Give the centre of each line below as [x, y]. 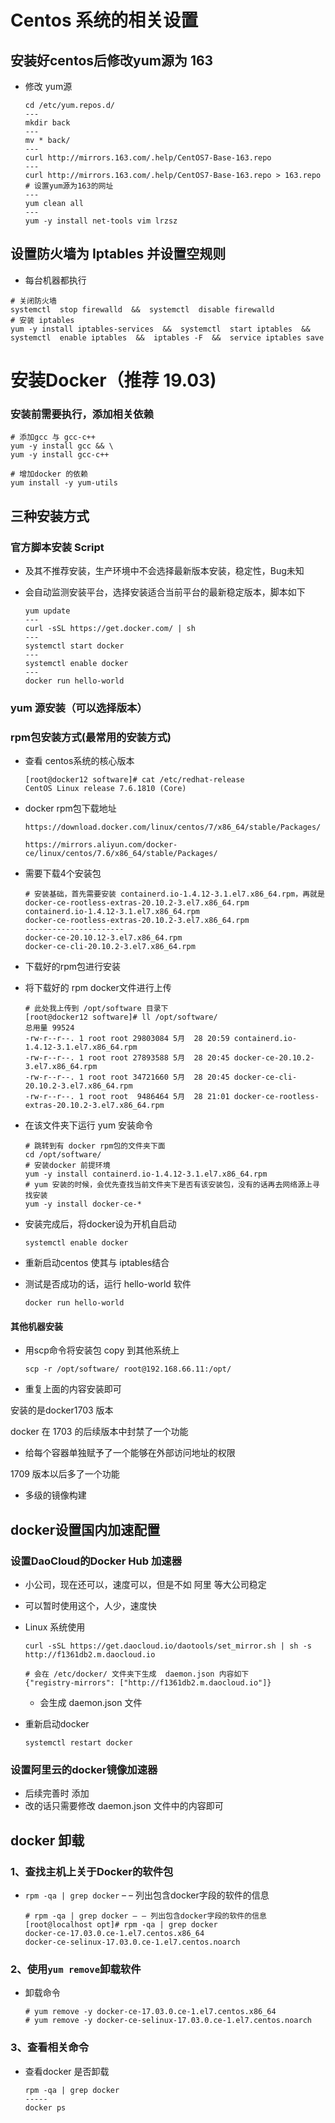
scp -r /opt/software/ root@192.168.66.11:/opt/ [128, 1369]
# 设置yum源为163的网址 [69, 186]
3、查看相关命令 [50, 2048]
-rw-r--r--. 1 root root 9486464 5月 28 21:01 [127, 1097]
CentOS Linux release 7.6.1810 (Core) [105, 789]
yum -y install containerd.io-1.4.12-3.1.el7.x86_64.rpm [146, 1174]
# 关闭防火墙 [33, 301]
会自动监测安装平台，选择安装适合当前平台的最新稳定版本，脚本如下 [165, 592]
